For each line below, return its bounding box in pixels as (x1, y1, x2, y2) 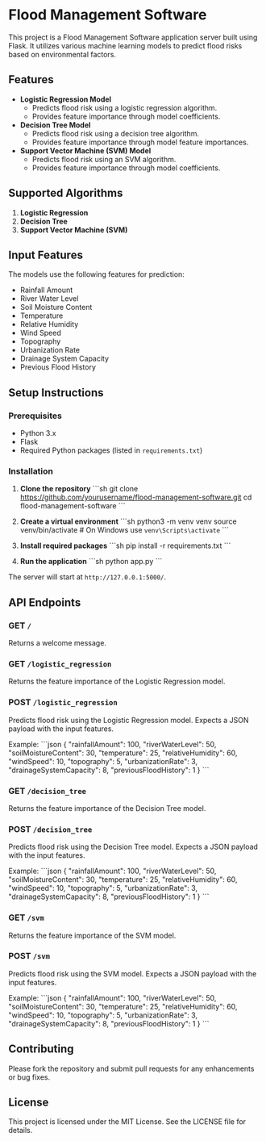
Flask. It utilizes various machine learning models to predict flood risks (8, 40, 243, 50)
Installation (8, 466, 54, 477)
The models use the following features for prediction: (8, 270, 185, 279)
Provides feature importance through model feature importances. (31, 137, 249, 147)
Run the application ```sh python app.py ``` (19, 557, 163, 566)
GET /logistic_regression (8, 658, 112, 669)
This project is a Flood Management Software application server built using (8, 32, 258, 42)
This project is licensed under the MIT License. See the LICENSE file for (8, 1117, 247, 1126)
